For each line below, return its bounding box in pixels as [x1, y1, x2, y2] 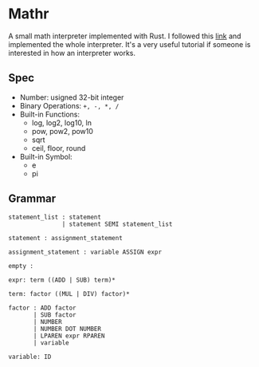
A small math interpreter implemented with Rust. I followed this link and [8, 31, 241, 41]
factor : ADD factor [8, 304, 77, 312]
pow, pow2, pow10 [31, 126, 94, 136]
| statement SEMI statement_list [61, 220, 173, 228]
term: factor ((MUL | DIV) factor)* [8, 290, 130, 298]
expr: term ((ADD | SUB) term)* [8, 276, 116, 284]
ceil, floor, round [31, 143, 86, 152]
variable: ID [8, 353, 52, 361]
